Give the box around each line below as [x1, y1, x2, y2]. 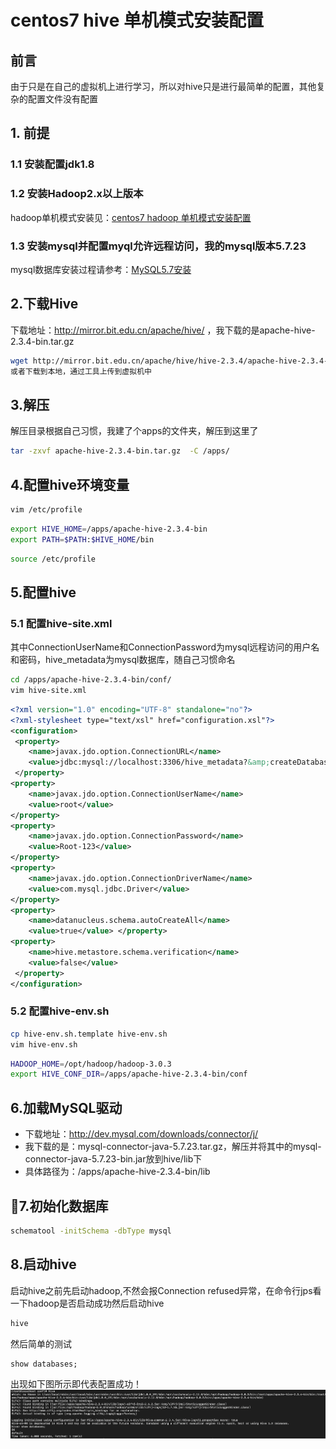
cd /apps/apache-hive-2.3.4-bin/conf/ [10, 675, 172, 685]
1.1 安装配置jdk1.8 [10, 157, 95, 171]
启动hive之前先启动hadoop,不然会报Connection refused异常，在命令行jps [10, 1284, 313, 1296]
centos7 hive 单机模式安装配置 [10, 9, 264, 32]
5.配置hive [10, 584, 77, 601]
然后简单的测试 [10, 1337, 72, 1350]
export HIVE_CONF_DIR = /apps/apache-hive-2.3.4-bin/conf [10, 1069, 248, 1080]
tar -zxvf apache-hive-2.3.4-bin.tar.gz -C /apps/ [10, 446, 230, 456]
